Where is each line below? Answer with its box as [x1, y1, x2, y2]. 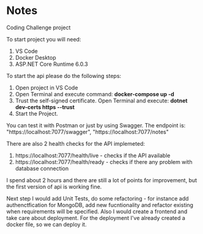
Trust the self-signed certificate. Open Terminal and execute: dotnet [15, 97, 188, 104]
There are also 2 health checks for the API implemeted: [6, 140, 146, 147]
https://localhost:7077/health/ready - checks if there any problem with [15, 158, 193, 165]
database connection [15, 165, 69, 172]
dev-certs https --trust [15, 103, 75, 110]
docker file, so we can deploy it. [6, 221, 87, 228]
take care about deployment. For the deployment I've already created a [6, 214, 185, 221]
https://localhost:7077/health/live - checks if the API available [15, 152, 171, 159]
